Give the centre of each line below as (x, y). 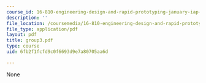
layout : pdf (21, 35)
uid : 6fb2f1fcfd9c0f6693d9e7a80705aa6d (57, 52)
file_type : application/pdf (42, 29)
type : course (23, 46)
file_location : (26, 23)
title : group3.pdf (30, 40)
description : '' (27, 18)
